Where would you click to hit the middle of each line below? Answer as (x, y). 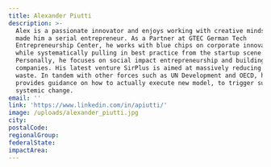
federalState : (32, 143)
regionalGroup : (34, 135)
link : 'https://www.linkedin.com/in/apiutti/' (88, 105)
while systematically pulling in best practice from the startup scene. (140, 53)
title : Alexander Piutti (50, 16)
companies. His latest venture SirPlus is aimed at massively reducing (139, 68)
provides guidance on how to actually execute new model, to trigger (135, 83)
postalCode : (28, 128)
